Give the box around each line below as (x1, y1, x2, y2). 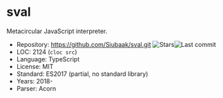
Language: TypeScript (16, 55, 80, 63)
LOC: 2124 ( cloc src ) (16, 48, 77, 56)
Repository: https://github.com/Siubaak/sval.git (16, 40, 151, 48)
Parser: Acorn (16, 84, 57, 92)
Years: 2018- (16, 77, 53, 85)
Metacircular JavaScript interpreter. (6, 27, 108, 35)
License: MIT (16, 62, 54, 70)
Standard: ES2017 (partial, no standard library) (16, 70, 148, 78)
